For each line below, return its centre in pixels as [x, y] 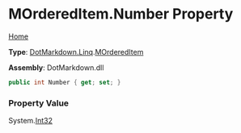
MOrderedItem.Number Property [121, 14]
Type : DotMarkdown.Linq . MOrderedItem [76, 52]
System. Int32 [30, 121]
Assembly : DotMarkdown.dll [56, 67]
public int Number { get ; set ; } [65, 82]
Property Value [39, 103]
